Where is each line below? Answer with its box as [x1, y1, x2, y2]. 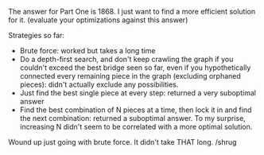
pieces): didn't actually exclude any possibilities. [19, 79, 179, 89]
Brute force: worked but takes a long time [19, 46, 157, 55]
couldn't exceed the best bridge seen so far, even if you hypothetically [19, 63, 251, 72]
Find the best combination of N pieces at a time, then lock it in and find [19, 105, 252, 114]
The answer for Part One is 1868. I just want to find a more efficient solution [8, 7, 256, 16]
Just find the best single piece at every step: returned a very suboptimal [19, 88, 257, 98]
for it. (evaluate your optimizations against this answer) [8, 15, 188, 25]
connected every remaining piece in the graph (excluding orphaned [19, 72, 241, 80]
